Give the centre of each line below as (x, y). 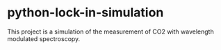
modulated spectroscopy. (44, 38)
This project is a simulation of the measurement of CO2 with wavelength (110, 32)
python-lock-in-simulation (85, 13)
